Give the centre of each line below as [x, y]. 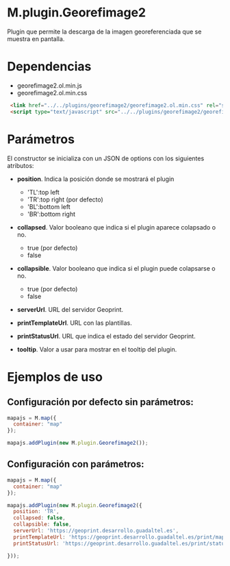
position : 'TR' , [36, 512]
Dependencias [49, 67]
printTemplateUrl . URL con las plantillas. [74, 323]
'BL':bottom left [49, 206]
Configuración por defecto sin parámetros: [100, 402]
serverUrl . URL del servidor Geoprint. [70, 309]
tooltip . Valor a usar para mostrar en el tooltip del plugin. [97, 349]
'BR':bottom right [51, 214]
